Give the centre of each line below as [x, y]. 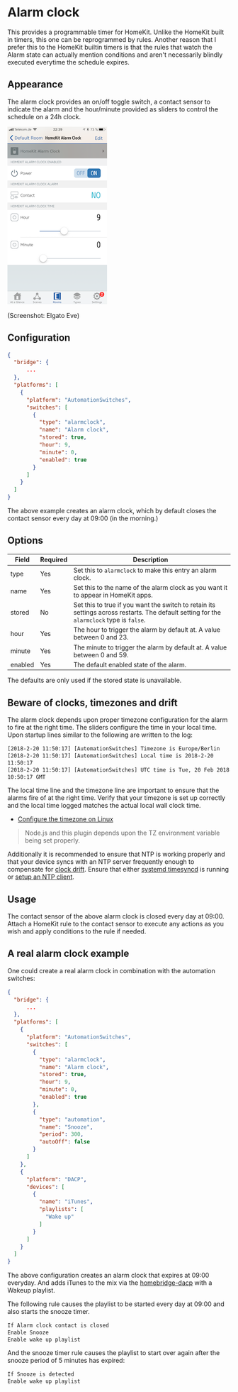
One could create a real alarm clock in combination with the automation [112, 970]
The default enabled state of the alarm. [130, 664]
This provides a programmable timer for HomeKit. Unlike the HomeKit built [116, 32]
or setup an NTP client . [41, 877]
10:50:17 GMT [27, 777]
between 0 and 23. [101, 637]
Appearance [35, 85]
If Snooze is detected [41, 1374]
